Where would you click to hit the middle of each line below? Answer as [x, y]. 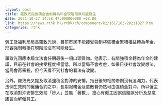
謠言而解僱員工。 [22, 99]
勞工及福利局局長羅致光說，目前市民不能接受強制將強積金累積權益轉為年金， [81, 42]
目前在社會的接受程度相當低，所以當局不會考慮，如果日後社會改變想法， [86, 64]
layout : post [18, 9]
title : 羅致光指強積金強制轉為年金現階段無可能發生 [50, 14]
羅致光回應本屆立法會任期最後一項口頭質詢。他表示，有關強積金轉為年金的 [79, 58]
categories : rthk [23, 28]
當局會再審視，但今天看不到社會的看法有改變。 [52, 70]
